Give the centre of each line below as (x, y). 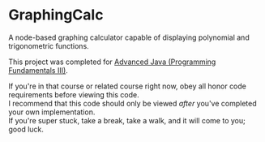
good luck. (26, 129)
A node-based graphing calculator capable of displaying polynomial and (129, 37)
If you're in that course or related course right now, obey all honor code (128, 86)
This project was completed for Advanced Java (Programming (112, 62)
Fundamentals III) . (38, 70)
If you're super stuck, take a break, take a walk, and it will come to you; (127, 120)
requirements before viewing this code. (74, 94)
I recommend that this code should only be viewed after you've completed (132, 103)
